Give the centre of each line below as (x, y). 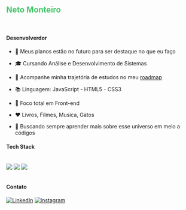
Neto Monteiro (33, 10)
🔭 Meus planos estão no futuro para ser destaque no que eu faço (95, 52)
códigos (25, 133)
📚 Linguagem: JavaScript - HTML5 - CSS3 (68, 89)
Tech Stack (20, 146)
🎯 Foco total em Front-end (47, 103)
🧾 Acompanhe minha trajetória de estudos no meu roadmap (89, 77)
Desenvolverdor (27, 38)
